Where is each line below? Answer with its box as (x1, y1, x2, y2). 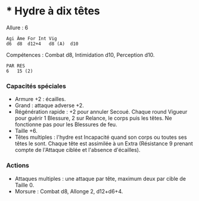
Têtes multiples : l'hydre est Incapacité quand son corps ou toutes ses (14, 133, 187, 141)
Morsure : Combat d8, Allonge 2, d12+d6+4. (14, 187, 123, 195)
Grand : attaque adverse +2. (14, 102, 85, 109)
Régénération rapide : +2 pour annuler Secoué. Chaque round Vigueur (14, 108, 188, 115)
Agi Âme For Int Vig (6, 35, 58, 41)
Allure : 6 (6, 24, 29, 31)
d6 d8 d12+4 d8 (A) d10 (6, 41, 79, 47)
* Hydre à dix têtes (6, 4, 100, 18)
